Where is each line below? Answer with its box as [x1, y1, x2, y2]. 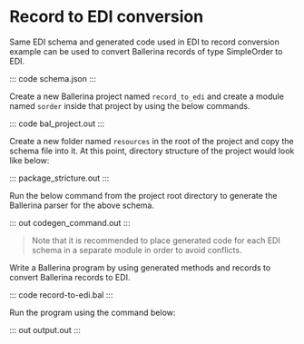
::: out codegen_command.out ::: [9, 217, 131, 228]
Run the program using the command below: [9, 307, 176, 318]
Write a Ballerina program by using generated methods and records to [9, 261, 271, 273]
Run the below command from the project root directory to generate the [9, 190, 278, 201]
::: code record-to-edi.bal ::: [9, 289, 113, 300]
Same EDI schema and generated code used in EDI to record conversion [9, 36, 279, 47]
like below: [9, 154, 50, 165]
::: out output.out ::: [9, 324, 82, 335]
